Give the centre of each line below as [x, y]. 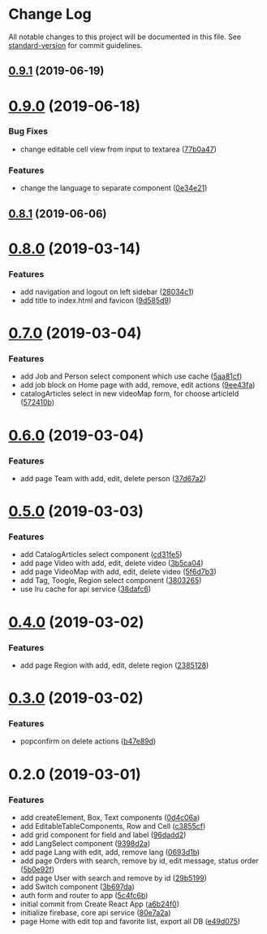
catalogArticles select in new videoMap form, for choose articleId [129, 394]
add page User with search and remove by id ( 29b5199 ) [113, 878]
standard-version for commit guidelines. [75, 45]
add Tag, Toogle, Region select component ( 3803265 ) [111, 581]
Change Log [50, 14]
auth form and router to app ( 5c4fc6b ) [84, 895]
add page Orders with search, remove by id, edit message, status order [139, 861]
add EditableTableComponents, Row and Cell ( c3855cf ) [113, 826]
